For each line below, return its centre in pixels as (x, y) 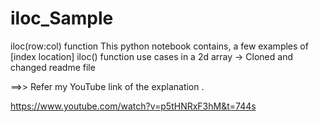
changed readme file (53, 67)
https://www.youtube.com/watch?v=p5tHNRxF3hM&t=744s (133, 106)
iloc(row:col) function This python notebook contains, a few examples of (159, 46)
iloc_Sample (62, 18)
